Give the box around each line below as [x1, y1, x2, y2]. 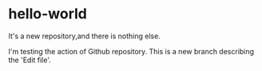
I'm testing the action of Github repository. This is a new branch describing [8, 46, 254, 56]
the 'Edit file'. [8, 55, 52, 65]
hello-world [8, 5, 88, 23]
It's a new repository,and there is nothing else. [8, 31, 161, 41]
